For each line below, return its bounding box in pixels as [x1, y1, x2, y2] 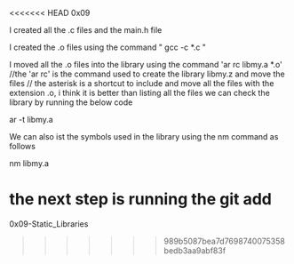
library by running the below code [9, 97, 133, 108]
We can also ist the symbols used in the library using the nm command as [9, 132, 279, 141]
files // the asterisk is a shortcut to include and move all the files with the [9, 78, 274, 88]
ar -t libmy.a [9, 115, 53, 124]
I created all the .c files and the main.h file [9, 25, 163, 35]
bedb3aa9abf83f [163, 244, 226, 256]
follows [9, 141, 36, 151]
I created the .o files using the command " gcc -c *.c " [9, 42, 207, 52]
